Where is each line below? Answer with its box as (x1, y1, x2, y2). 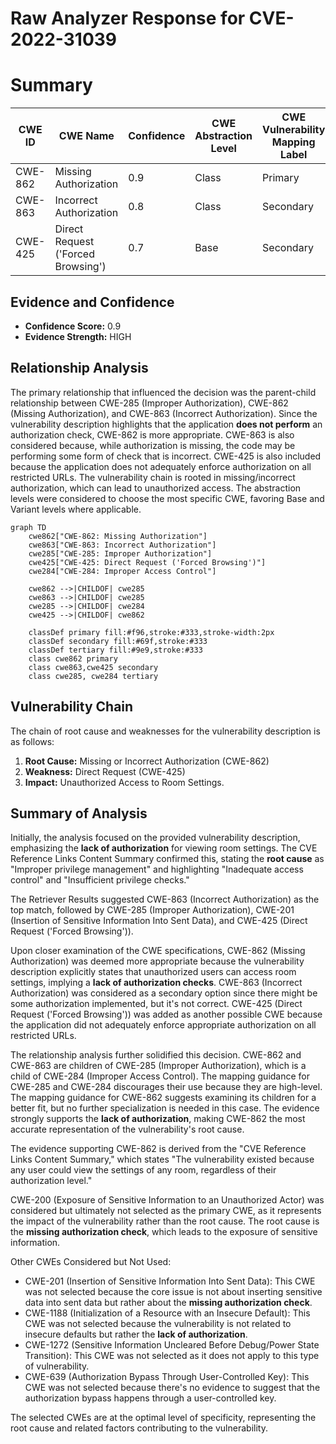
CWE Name (58, 129, 115, 143)
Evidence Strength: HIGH (24, 330, 132, 342)
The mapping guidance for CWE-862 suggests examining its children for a (10, 1092, 317, 1104)
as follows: (10, 735, 55, 747)
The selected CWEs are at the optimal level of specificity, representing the (10, 1412, 317, 1424)
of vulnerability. (24, 1360, 90, 1372)
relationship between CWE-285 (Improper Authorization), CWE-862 (10, 397, 289, 409)
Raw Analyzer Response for (10, 7, 246, 30)
